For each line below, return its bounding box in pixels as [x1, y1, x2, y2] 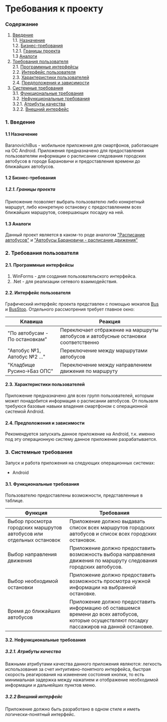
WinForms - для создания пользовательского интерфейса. [12, 273, 137, 279]
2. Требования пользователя [5, 250, 79, 257]
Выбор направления [7, 550, 57, 557]
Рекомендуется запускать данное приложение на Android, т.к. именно [5, 431, 155, 437]
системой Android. [5, 408, 45, 414]
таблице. [5, 497, 24, 504]
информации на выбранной [69, 584, 136, 591]
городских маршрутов [7, 524, 62, 531]
